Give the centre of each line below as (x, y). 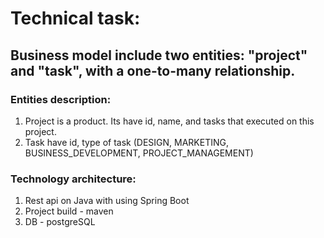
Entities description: (61, 99)
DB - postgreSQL (60, 222)
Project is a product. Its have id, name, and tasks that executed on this (169, 121)
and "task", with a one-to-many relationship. (153, 70)
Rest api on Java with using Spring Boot (107, 201)
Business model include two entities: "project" (159, 55)
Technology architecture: (73, 179)
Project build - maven (69, 211)
